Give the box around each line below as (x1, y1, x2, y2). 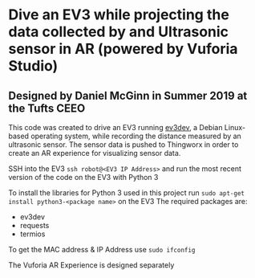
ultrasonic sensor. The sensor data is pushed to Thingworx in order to (8, 140, 239, 149)
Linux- (224, 123, 246, 132)
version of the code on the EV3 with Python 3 (8, 173, 159, 182)
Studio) (8, 57, 59, 76)
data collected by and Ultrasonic (8, 22, 229, 41)
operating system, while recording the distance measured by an (30, 131, 242, 141)
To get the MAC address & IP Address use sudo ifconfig (8, 245, 196, 254)
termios (19, 229, 46, 239)
